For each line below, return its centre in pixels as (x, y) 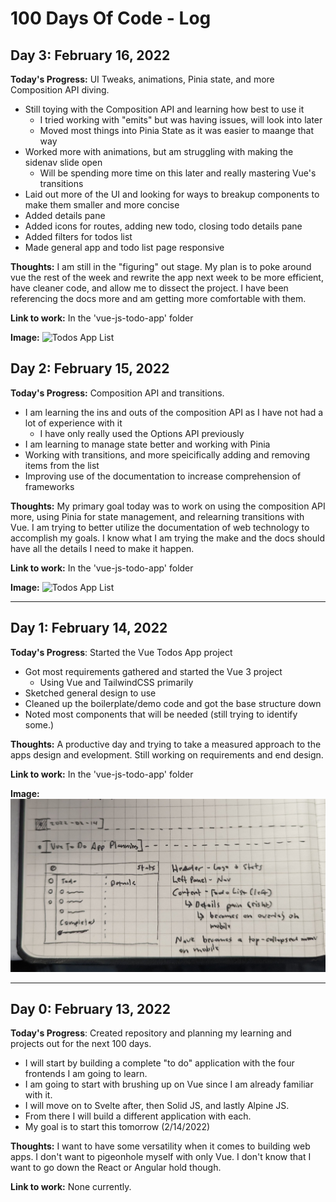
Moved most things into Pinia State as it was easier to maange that (176, 130)
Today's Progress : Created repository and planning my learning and (151, 1033)
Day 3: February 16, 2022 (90, 55)
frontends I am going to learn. (86, 1074)
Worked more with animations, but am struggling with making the (159, 151)
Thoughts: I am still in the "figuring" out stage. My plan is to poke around (161, 266)
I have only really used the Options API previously (142, 433)
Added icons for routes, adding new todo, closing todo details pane (163, 226)
